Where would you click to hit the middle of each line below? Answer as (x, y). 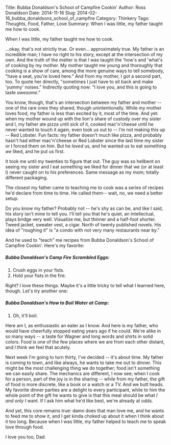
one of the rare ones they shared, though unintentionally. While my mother (83, 108)
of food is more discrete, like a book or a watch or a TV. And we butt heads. (85, 384)
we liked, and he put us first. (35, 151)
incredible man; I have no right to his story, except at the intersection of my (84, 54)
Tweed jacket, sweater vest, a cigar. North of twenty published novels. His (83, 225)
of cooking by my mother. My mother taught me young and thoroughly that (84, 65)
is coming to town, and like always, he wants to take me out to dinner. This (83, 363)
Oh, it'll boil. (25, 315)
